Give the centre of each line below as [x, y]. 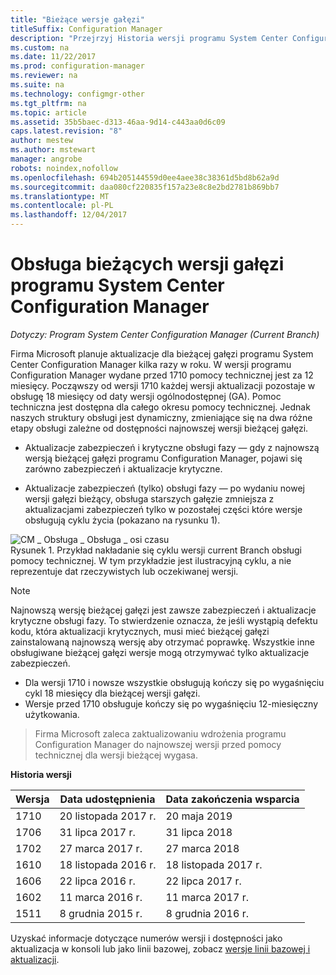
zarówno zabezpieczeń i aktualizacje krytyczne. [123, 468]
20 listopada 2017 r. [108, 816]
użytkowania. [52, 714]
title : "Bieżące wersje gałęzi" [77, 19]
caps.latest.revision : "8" [66, 131]
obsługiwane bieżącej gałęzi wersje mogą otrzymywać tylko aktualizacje [160, 652]
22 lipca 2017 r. [203, 881]
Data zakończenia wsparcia [232, 799]
